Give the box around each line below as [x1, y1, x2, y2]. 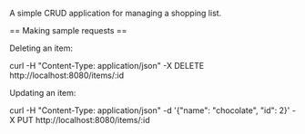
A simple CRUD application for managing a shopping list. [9, 8, 222, 18]
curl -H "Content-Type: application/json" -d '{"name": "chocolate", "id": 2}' [9, 105, 290, 116]
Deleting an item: [9, 43, 73, 53]
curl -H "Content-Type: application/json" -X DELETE [9, 61, 205, 71]
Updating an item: [9, 88, 76, 98]
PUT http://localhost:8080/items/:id [16, 115, 150, 125]
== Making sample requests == [9, 25, 127, 35]
